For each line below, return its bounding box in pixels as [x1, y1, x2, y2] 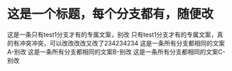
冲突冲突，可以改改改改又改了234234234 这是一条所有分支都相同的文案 [19, 39, 225, 47]
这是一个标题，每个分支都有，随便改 [7, 6, 214, 22]
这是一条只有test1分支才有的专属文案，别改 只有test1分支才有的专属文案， [7, 30, 217, 39]
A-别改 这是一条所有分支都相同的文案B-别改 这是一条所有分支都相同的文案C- [7, 48, 226, 56]
